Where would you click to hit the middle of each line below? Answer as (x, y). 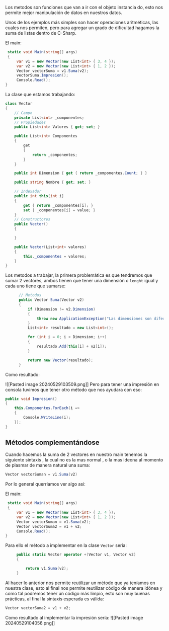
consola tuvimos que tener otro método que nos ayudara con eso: (74, 389)
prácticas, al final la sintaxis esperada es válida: (55, 599)
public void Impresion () (31, 399)
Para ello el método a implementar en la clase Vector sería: (66, 545)
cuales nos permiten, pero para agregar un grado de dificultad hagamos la (82, 28)
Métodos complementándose (52, 443)
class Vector (19, 104)
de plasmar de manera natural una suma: (48, 465)
